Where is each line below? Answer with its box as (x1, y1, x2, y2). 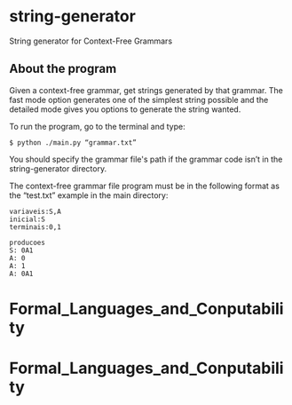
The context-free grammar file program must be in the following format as (9, 180, 280, 191)
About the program (9, 61, 117, 76)
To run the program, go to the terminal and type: (9, 121, 185, 131)
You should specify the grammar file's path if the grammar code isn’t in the (9, 154, 283, 164)
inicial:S (9, 215, 46, 224)
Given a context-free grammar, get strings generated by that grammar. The (9, 84, 284, 95)
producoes (9, 238, 46, 247)
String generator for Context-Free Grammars (9, 36, 173, 46)
